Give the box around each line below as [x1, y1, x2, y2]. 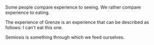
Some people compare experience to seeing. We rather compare [5, 4, 141, 10]
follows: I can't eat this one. [5, 24, 63, 30]
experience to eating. [5, 9, 50, 15]
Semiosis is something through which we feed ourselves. [5, 34, 125, 40]
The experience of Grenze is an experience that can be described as [5, 19, 149, 25]
